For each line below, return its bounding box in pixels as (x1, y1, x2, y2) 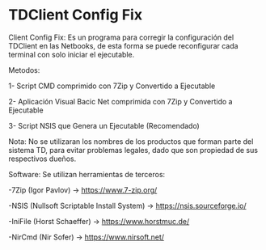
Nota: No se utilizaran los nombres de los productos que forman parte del (8, 136, 254, 146)
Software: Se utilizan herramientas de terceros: (8, 169, 166, 179)
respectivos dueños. (8, 154, 77, 163)
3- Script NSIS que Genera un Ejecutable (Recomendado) (8, 121, 200, 130)
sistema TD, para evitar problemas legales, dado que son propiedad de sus (8, 145, 259, 155)
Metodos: (8, 65, 40, 74)
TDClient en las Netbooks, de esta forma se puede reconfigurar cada (8, 40, 239, 50)
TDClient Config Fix (8, 6, 143, 24)
